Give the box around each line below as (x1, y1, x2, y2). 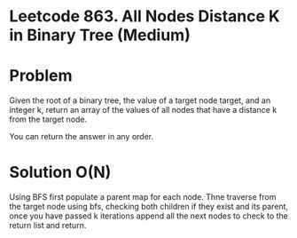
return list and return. (9, 220, 87, 231)
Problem (9, 66, 73, 86)
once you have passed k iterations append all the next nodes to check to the (9, 210, 288, 221)
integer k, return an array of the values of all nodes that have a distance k (9, 105, 277, 115)
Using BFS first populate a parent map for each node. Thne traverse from (9, 192, 277, 202)
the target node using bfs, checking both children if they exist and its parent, (9, 202, 289, 212)
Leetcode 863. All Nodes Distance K (9, 6, 281, 27)
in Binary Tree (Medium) (9, 25, 191, 45)
